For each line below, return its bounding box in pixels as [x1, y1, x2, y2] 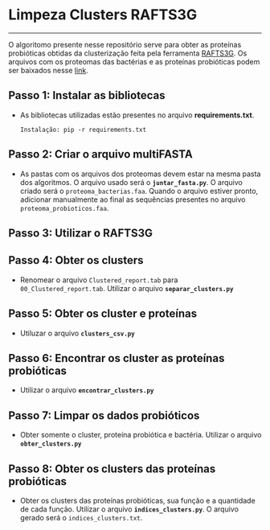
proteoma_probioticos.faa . [19, 203, 109, 212]
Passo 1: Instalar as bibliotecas [8, 88, 166, 102]
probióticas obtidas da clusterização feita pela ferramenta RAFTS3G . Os [8, 48, 247, 58]
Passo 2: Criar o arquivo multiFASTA [8, 147, 193, 162]
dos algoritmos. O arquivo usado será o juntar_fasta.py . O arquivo [19, 177, 243, 187]
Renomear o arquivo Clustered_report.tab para [19, 275, 178, 285]
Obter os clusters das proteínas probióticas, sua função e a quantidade [19, 496, 256, 506]
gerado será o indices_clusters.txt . [19, 513, 143, 523]
